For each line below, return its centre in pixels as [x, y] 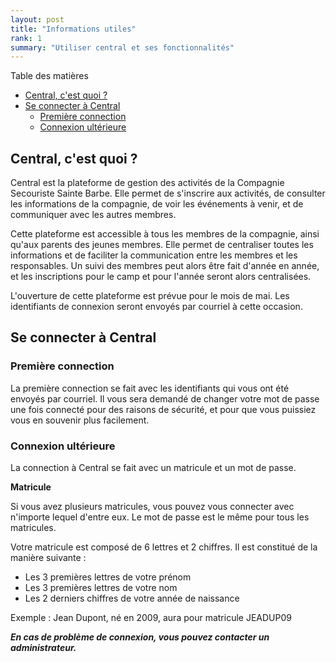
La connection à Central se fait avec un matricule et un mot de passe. [153, 468]
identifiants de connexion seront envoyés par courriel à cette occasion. [156, 307]
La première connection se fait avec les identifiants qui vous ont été [150, 388]
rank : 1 [26, 38]
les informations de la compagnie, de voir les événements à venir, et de [157, 204]
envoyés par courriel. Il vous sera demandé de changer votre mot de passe [165, 398]
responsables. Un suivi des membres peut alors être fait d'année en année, [165, 266]
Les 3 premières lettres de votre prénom [108, 577]
